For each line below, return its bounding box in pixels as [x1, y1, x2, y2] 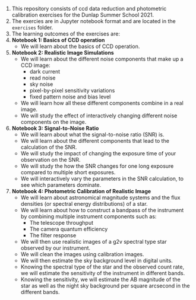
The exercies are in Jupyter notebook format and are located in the [11, 18, 176, 24]
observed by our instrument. [20, 244, 91, 251]
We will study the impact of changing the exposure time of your [20, 150, 176, 157]
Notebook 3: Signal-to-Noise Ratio [11, 125, 99, 132]
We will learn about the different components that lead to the [20, 138, 169, 144]
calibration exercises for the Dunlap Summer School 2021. [11, 11, 154, 18]
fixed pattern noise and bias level [29, 93, 111, 100]
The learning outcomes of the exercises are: [11, 30, 121, 37]
